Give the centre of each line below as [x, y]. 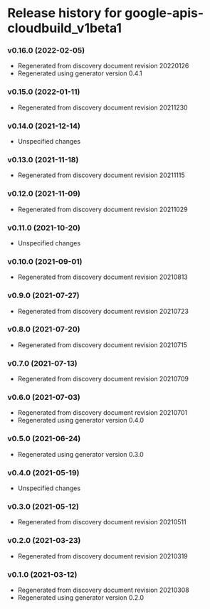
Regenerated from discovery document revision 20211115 [101, 175]
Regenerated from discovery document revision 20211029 [103, 209]
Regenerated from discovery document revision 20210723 [103, 311]
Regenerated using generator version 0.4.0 [81, 420]
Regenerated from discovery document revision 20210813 [103, 277]
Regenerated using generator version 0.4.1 [80, 73]
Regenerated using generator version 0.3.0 [80, 454]
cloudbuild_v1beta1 [65, 28]
